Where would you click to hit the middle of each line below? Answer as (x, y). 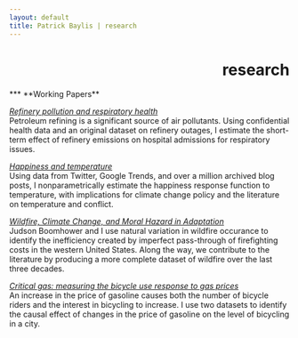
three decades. (37, 269)
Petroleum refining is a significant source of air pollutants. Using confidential (149, 121)
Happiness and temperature (61, 166)
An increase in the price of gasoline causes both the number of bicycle (139, 295)
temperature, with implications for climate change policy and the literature (145, 195)
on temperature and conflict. (61, 205)
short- (278, 131)
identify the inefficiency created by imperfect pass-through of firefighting (144, 240)
